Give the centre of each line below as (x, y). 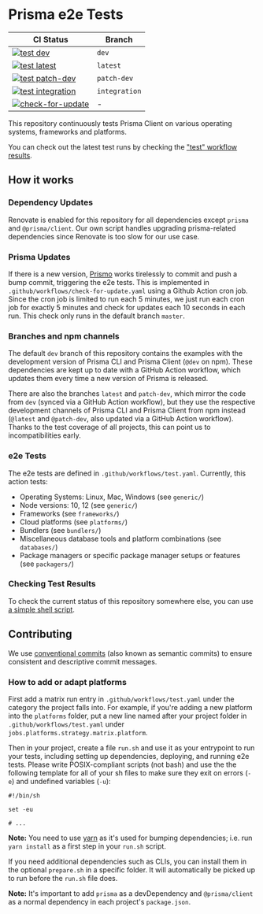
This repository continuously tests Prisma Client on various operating (120, 123)
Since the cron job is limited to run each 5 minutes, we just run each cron (126, 299)
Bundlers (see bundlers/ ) (60, 530)
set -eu (21, 809)
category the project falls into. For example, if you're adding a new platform (130, 707)
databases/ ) (39, 547)
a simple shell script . (41, 609)
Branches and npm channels (64, 336)
